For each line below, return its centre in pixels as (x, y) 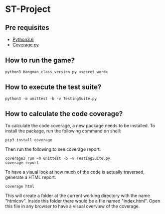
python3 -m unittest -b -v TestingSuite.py (51, 99)
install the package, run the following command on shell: (63, 131)
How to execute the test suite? (53, 87)
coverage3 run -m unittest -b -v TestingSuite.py (58, 159)
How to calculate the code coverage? (64, 114)
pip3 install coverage (29, 140)
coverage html (20, 187)
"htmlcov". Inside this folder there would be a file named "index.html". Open (83, 201)
